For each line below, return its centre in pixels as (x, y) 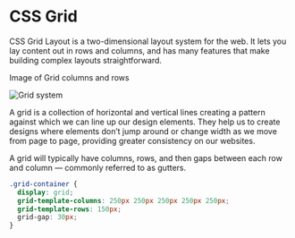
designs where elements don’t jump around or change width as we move (143, 131)
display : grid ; (46, 192)
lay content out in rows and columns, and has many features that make (139, 50)
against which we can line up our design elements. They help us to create (145, 122)
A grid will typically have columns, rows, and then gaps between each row (146, 157)
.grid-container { (43, 184)
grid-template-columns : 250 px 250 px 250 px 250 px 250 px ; (123, 200)
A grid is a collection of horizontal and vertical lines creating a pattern (137, 112)
